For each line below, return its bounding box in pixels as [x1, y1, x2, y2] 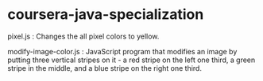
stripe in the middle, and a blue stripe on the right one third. [7, 63, 202, 72]
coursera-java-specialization [7, 6, 204, 24]
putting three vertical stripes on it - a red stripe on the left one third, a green [7, 55, 256, 64]
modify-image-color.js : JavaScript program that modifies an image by [7, 46, 238, 56]
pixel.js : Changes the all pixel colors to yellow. [7, 31, 160, 41]
